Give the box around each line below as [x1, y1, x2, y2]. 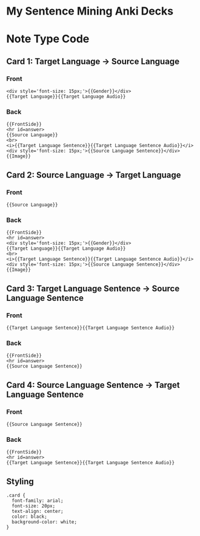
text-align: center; [12, 509, 64, 515]
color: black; [12, 514, 47, 520]
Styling [6, 476, 35, 487]
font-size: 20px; [12, 503, 56, 509]
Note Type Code [6, 32, 90, 46]
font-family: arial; [12, 498, 64, 504]
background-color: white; [12, 519, 78, 525]
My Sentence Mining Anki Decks [6, 4, 174, 18]
